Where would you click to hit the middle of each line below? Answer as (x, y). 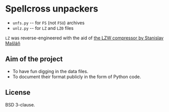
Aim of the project (34, 59)
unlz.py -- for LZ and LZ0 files (43, 28)
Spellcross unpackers (52, 9)
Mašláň (13, 43)
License (18, 93)
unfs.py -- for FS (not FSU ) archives (48, 23)
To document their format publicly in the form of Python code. (77, 77)
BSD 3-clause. (20, 104)
